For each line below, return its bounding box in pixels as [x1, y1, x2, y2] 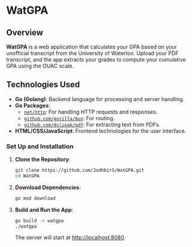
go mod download [14, 195, 56, 201]
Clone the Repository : [14, 156, 71, 163]
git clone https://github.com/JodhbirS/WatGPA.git [14, 167, 145, 173]
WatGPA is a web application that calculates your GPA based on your [6, 43, 177, 50]
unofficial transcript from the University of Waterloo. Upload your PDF [6, 50, 179, 57]
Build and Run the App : [14, 206, 74, 213]
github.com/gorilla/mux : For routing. [23, 114, 115, 121]
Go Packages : [14, 102, 50, 109]
